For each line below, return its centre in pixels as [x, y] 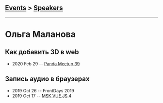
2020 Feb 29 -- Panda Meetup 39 [46, 64]
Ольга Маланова [41, 34]
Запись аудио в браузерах [47, 79]
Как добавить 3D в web [42, 52]
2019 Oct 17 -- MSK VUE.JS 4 [42, 96]
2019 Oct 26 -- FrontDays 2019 [43, 90]
